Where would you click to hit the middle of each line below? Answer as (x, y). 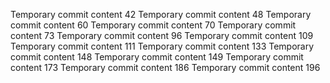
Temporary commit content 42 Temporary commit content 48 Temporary (161, 14)
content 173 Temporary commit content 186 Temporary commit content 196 (165, 67)
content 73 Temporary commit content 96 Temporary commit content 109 (162, 35)
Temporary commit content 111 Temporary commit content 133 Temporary (162, 46)
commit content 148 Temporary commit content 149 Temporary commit (157, 57)
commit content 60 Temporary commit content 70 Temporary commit (153, 25)
